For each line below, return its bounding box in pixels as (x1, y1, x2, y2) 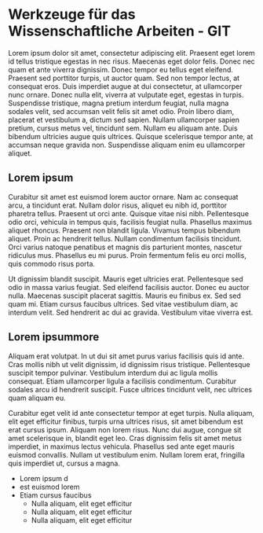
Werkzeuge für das (8, 6, 136, 24)
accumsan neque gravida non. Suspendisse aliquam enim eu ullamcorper (8, 140, 246, 149)
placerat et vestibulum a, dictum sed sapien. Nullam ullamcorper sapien (8, 115, 240, 124)
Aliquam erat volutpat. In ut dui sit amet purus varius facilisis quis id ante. (8, 351, 245, 361)
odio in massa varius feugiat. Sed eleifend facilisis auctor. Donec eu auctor (8, 282, 250, 292)
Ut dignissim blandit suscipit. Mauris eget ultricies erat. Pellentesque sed (8, 274, 243, 284)
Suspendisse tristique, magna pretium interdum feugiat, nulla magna (8, 98, 229, 108)
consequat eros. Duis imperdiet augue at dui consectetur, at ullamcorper (8, 81, 243, 91)
